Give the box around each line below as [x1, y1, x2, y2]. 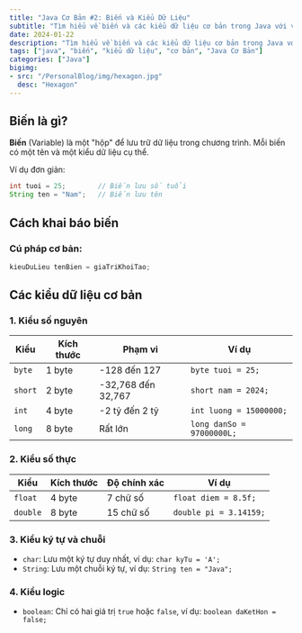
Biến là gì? [9, 113, 68, 129]
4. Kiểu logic [9, 585, 66, 598]
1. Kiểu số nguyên [9, 314, 88, 327]
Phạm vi [122, 343, 159, 356]
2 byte [45, 384, 74, 397]
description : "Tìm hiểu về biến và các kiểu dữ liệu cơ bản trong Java [9, 38, 283, 48]
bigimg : [9, 64, 39, 73]
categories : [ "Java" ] [9, 55, 91, 64]
